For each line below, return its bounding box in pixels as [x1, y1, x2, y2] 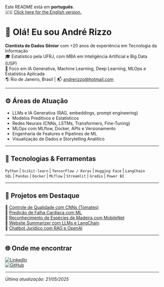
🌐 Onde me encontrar [5, 244, 72, 252]
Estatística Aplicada [5, 70, 45, 77]
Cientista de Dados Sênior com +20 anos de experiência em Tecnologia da [5, 43, 157, 48]
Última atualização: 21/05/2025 [5, 276, 69, 282]
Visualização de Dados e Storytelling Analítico [12, 136, 105, 142]
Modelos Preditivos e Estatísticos [12, 115, 79, 121]
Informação [5, 48, 28, 54]
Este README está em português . [5, 4, 74, 10]
